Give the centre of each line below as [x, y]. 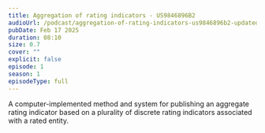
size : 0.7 [24, 45]
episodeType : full [38, 81]
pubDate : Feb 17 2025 [44, 30]
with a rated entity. [39, 120]
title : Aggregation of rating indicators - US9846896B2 [102, 15]
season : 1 [24, 74]
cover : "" [24, 52]
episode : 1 [26, 67]
